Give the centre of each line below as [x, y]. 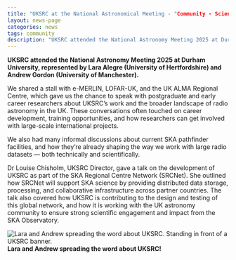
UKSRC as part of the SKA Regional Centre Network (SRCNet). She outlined [117, 176]
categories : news [33, 27]
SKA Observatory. [33, 220]
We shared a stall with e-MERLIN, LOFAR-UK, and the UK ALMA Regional [113, 89]
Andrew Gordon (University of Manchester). [73, 75]
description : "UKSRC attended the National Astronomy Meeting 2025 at [113, 40]
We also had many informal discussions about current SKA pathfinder [108, 139]
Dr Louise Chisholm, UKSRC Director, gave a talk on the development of [111, 168]
